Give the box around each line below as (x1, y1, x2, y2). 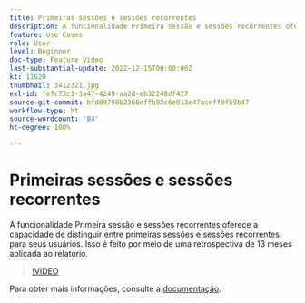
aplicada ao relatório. (9, 248, 89, 259)
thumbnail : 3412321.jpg (9, 81, 100, 90)
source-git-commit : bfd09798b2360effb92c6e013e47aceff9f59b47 (9, 97, 250, 107)
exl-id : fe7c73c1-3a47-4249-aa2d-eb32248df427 (9, 89, 189, 98)
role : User (9, 38, 51, 48)
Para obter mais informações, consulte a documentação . (9, 283, 222, 294)
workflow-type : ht (9, 106, 79, 115)
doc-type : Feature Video (9, 55, 103, 64)
